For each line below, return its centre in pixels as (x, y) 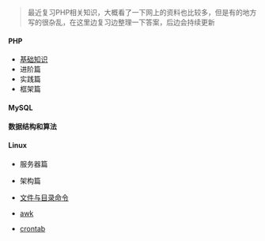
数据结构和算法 (32, 126)
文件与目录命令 (44, 198)
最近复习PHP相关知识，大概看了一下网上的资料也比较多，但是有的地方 (142, 12)
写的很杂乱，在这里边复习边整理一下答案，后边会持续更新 (121, 22)
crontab (32, 228)
